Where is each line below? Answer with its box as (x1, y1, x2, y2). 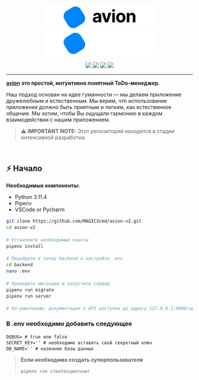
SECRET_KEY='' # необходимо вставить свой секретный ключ (6, 340, 152, 346)
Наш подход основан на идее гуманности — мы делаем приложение (6, 91, 182, 98)
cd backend (6, 262, 33, 268)
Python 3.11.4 (14, 194, 47, 201)
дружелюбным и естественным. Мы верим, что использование (6, 97, 168, 105)
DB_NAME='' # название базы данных (6, 346, 94, 352)
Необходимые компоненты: (6, 182, 80, 189)
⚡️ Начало (6, 163, 43, 173)
